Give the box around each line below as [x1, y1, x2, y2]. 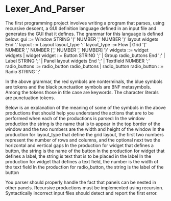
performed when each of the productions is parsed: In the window [5, 115, 145, 121]
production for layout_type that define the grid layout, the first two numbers [5, 131, 164, 137]
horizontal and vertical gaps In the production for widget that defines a [5, 142, 154, 148]
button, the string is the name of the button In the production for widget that [5, 148, 165, 154]
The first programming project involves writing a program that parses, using [5, 20, 165, 26]
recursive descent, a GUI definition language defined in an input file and [5, 25, 157, 31]
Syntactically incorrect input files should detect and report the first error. [5, 190, 158, 196]
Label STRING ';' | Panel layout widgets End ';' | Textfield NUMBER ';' [5, 58, 150, 64]
